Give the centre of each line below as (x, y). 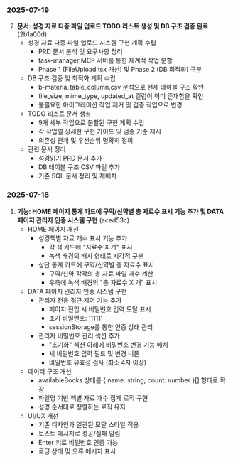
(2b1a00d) (32, 34)
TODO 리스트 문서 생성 (59, 114)
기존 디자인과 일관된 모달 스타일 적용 (88, 424)
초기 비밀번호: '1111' (76, 318)
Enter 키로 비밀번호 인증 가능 (78, 442)
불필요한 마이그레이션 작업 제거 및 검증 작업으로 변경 (110, 105)
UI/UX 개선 (43, 415)
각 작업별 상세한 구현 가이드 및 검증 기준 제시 (99, 131)
